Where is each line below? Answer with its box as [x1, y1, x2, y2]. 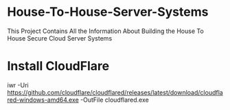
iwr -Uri [7, 80, 29, 89]
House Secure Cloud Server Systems [7, 34, 113, 42]
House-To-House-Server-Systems [7, 4, 209, 20]
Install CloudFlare [7, 58, 110, 74]
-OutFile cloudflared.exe [80, 96, 149, 104]
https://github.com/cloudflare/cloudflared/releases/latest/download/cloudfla [7, 88, 223, 96]
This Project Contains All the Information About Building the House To [7, 27, 204, 35]
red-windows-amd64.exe [7, 96, 79, 104]
